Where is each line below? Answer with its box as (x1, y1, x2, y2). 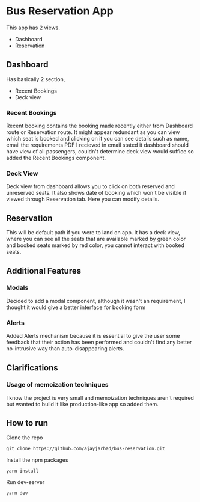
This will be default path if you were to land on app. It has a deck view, (6, 229, 180, 236)
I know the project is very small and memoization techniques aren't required (6, 394, 194, 401)
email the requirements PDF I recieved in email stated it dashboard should (6, 141, 189, 148)
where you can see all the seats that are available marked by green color (6, 236, 186, 243)
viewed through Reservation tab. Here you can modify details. (6, 195, 159, 203)
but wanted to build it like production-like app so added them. (6, 400, 159, 408)
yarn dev (6, 490, 28, 496)
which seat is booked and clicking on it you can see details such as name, (6, 135, 189, 142)
